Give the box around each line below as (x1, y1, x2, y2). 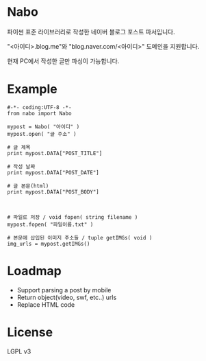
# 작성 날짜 (7, 163, 36, 170)
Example (7, 82, 57, 97)
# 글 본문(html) (7, 183, 49, 189)
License (7, 325, 53, 340)
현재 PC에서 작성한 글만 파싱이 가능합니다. (7, 56, 120, 65)
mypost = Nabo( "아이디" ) (7, 123, 80, 130)
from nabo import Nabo (7, 110, 72, 117)
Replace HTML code (16, 300, 75, 309)
